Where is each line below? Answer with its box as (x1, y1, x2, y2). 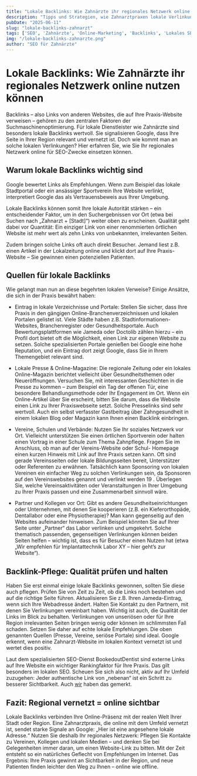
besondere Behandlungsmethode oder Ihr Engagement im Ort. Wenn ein (14, 389, 189, 397)
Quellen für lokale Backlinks (6, 270, 110, 280)
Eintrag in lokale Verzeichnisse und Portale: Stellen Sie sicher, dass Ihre (14, 303, 188, 311)
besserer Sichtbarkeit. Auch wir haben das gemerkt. (6, 681, 132, 688)
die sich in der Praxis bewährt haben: (6, 292, 96, 299)
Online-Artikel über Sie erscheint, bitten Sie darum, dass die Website (14, 396, 181, 403)
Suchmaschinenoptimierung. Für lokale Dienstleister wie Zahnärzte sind (6, 123, 179, 130)
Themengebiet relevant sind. (14, 353, 84, 361)
